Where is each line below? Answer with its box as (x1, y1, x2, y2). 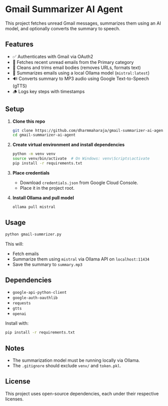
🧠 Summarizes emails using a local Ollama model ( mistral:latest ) (12, 69, 150, 76)
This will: (5, 240, 24, 247)
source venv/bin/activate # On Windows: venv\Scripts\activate (12, 156, 150, 161)
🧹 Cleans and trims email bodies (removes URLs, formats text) (12, 64, 141, 70)
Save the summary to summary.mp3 (12, 261, 83, 267)
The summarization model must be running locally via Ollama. (12, 357, 140, 363)
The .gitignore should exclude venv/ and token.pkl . (12, 363, 121, 368)
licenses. (5, 396, 24, 402)
